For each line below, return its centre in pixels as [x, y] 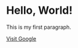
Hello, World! [40, 10]
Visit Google [21, 38]
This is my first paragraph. [39, 27]
